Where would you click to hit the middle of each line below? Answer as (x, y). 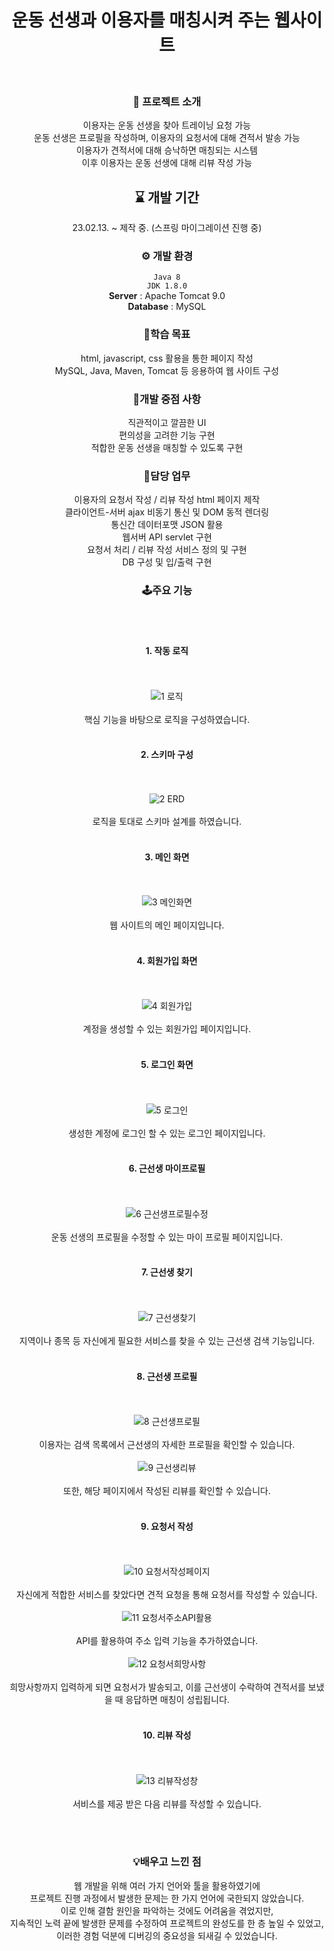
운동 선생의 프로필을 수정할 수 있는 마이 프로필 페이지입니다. (167, 1237)
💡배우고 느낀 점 (167, 1862)
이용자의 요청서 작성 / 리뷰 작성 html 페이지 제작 (167, 500)
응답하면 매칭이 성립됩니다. (178, 1700)
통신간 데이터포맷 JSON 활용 (167, 525)
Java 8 (167, 277)
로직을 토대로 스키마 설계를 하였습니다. (167, 821)
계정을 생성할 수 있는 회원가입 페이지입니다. (167, 1029)
